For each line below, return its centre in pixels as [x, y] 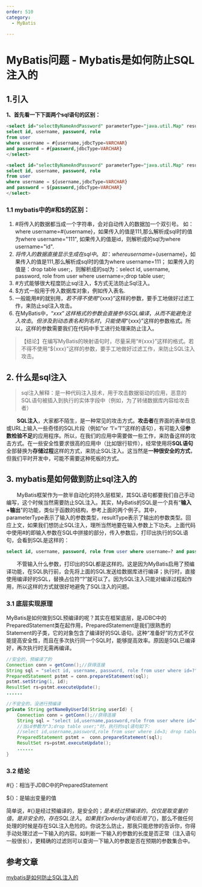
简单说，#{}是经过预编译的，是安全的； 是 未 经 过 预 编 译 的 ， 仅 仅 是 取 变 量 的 [97, 811]
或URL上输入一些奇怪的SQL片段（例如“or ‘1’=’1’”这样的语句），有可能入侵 [96, 428]
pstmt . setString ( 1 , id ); [37, 682]
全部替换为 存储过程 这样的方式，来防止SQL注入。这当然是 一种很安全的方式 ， [101, 450]
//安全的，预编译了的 [29, 659]
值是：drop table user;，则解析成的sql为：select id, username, [92, 270]
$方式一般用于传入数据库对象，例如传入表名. [70, 291]
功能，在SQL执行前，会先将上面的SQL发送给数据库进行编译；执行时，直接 [103, 571]
